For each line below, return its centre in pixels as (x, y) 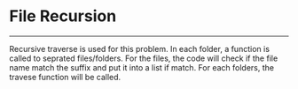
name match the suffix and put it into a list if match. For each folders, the (142, 67)
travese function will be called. (65, 77)
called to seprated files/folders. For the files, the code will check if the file (144, 58)
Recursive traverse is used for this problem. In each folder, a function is (140, 48)
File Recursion (63, 16)
